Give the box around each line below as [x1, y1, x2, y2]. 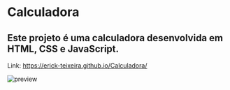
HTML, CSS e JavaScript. [7, 43, 120, 54]
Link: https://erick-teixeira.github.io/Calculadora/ [7, 61, 148, 70]
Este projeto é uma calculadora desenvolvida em [7, 32, 224, 44]
